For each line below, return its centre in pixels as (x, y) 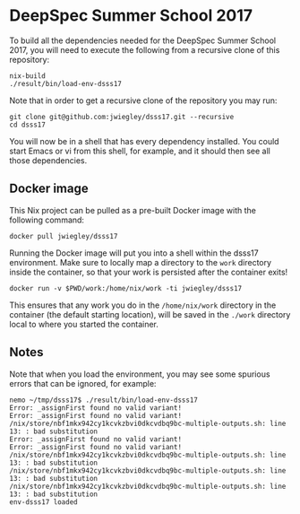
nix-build (28, 76)
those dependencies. (48, 160)
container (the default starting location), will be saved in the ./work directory (150, 314)
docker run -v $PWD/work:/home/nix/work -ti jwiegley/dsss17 (126, 288)
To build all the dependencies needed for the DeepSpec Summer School (142, 40)
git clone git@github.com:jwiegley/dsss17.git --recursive (122, 117)
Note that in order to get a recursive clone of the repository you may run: (143, 100)
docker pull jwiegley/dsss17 (64, 236)
